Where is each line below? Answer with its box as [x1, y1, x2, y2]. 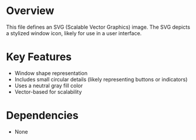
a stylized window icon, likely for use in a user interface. [6, 29, 142, 36]
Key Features [6, 50, 72, 64]
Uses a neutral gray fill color [14, 82, 83, 89]
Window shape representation [14, 69, 88, 77]
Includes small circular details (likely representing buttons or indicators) [14, 76, 188, 83]
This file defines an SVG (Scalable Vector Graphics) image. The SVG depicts [6, 23, 191, 30]
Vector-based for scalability [14, 88, 82, 95]
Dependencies [6, 109, 79, 122]
